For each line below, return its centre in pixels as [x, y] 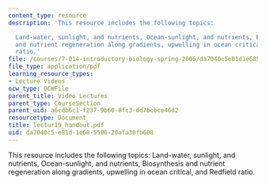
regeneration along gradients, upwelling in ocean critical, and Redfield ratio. [132, 171]
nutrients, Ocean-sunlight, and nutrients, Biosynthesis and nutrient [117, 163]
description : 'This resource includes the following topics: [111, 23]
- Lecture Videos [37, 81]
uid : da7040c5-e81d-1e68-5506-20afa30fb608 [81, 133]
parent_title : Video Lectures [58, 96]
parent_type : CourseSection [55, 103]
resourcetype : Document [47, 118]
